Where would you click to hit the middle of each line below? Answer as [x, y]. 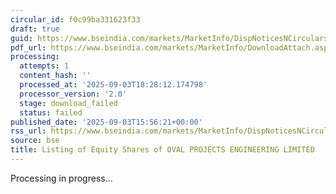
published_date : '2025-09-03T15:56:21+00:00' [106, 122]
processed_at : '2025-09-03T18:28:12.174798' [113, 85]
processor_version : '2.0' [73, 94]
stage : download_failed [68, 103]
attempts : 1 [44, 66]
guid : [21, 38]
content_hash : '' [55, 76]
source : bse [35, 141]
